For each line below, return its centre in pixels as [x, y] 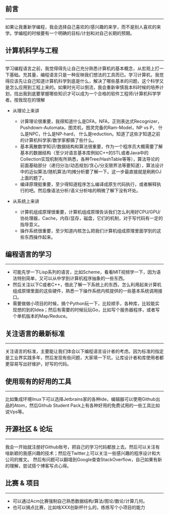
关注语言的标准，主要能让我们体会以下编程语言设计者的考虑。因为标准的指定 [84, 351]
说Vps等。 [16, 412]
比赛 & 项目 [22, 483]
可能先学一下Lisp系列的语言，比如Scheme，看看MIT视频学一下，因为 [84, 272]
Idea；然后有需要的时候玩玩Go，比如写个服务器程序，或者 [95, 310]
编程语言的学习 [28, 254]
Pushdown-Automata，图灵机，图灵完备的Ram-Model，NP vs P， [89, 127]
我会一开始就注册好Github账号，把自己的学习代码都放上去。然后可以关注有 [82, 447]
